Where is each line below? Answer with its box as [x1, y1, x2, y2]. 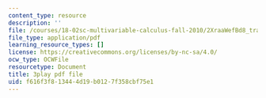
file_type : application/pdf [8, 33, 101, 42]
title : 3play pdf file [8, 70, 83, 78]
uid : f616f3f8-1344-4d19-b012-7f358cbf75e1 [8, 77, 154, 85]
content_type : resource [8, 11, 87, 20]
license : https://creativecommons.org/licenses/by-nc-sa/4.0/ [8, 48, 218, 56]
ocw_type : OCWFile [8, 56, 69, 64]
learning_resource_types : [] [8, 41, 104, 49]
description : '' [8, 19, 62, 27]
